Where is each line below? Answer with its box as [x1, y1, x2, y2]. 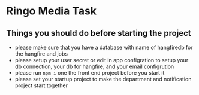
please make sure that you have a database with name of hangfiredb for [14, 44, 193, 51]
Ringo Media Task [6, 4, 97, 18]
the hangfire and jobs [14, 50, 68, 57]
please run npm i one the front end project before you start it [14, 69, 165, 76]
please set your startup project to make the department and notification [14, 76, 192, 82]
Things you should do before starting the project [6, 28, 191, 38]
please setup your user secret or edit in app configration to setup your [14, 57, 189, 63]
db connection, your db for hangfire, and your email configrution [14, 63, 174, 70]
